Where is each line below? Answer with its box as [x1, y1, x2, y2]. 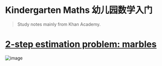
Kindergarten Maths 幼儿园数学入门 [5, 4, 153, 16]
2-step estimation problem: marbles [5, 39, 157, 50]
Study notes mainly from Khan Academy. [17, 21, 101, 27]
